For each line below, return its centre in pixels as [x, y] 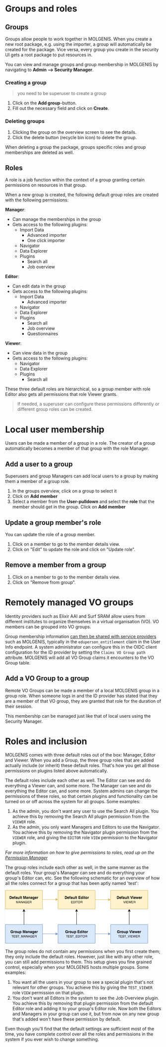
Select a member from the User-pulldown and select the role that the [83, 502]
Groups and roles [41, 9]
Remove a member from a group [56, 565]
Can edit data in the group [39, 286]
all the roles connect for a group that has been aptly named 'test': [72, 883]
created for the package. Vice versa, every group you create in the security [82, 49]
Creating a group [26, 83]
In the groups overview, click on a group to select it [64, 491]
